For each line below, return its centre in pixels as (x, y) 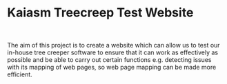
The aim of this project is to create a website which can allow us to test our (113, 45)
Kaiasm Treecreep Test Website (100, 13)
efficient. (20, 74)
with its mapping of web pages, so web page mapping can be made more (112, 67)
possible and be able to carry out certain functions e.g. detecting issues (109, 59)
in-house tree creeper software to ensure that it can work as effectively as (113, 52)
